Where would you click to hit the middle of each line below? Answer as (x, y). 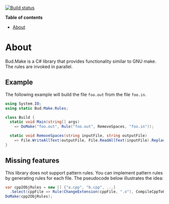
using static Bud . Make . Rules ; (37, 108)
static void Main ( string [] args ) (45, 122)
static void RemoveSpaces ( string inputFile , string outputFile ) (78, 136)
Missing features (32, 161)
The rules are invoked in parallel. (39, 66)
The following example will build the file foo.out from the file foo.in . (76, 94)
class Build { (20, 117)
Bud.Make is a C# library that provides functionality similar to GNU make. (81, 61)
